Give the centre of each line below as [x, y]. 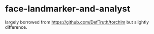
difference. [16, 27]
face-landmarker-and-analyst [68, 9]
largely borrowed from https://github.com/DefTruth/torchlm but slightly [77, 22]
